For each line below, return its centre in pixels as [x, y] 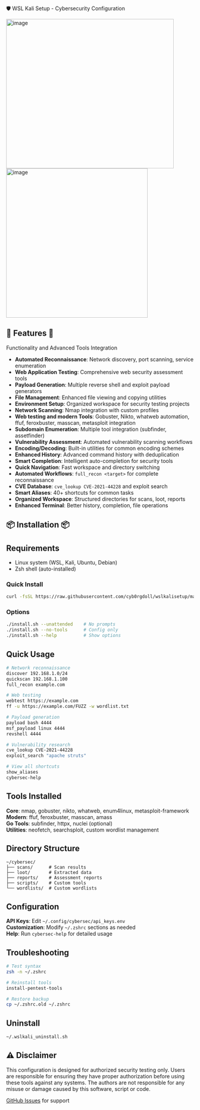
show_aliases [22, 772]
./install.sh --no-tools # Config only [62, 630]
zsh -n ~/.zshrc [26, 972]
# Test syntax [24, 967]
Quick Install [25, 584]
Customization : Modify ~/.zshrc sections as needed [71, 927]
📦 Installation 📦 [38, 525]
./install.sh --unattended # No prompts [61, 624]
